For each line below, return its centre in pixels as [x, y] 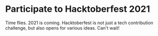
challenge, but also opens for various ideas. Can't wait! [62, 28]
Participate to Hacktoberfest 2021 [78, 9]
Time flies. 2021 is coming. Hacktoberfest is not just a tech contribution [79, 23]
